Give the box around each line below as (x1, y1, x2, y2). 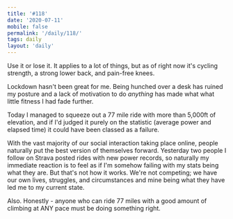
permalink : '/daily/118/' (7, 29, 82, 37)
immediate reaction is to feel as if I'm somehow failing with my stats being (7, 161, 219, 169)
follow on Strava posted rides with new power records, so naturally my (7, 154, 210, 162)
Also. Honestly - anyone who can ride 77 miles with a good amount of (7, 197, 207, 205)
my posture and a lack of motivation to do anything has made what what (7, 90, 214, 98)
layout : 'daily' (7, 42, 54, 49)
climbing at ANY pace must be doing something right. (7, 204, 161, 212)
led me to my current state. (7, 184, 85, 191)
